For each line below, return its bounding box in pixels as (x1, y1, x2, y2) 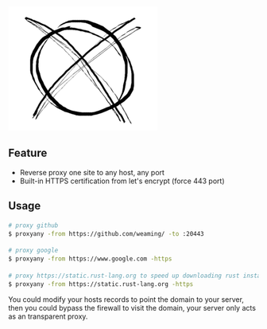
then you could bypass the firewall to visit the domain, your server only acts (8, 303, 257, 312)
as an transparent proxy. (8, 311, 88, 321)
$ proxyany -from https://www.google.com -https (8, 255, 172, 263)
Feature (8, 147, 48, 160)
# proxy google (8, 246, 59, 255)
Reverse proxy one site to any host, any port (19, 167, 165, 177)
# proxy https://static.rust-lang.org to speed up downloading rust (8, 272, 240, 280)
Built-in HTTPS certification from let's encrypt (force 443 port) (19, 176, 225, 186)
